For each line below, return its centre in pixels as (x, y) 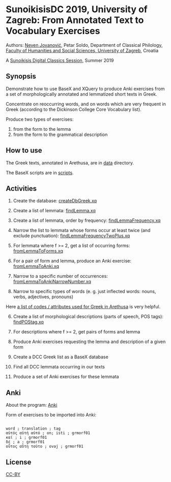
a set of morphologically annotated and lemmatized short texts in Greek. (81, 94)
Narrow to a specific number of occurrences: (61, 276)
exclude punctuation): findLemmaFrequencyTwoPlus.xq (72, 236)
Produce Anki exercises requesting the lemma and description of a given (89, 342)
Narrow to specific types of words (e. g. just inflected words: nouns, (84, 292)
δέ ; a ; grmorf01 (25, 442)
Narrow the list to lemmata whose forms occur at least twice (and (82, 231)
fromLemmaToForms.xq (38, 251)
